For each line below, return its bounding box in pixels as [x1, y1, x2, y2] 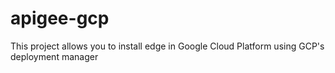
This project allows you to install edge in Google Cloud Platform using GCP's [10, 40, 325, 52]
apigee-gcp [10, 7, 110, 30]
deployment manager [10, 50, 99, 62]
